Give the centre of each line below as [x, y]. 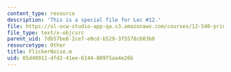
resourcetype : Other [37, 45]
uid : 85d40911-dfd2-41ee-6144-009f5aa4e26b [70, 58]
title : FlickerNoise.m [40, 52]
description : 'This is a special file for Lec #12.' [84, 20]
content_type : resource [41, 13]
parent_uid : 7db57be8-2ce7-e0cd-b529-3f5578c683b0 [81, 39]
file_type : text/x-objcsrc [46, 33]
